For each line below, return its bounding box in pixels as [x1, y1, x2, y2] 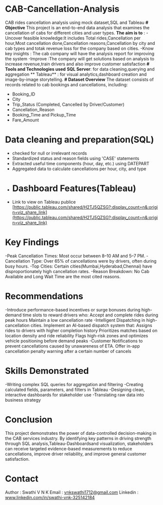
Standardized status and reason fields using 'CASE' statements [12, 155, 140, 161]
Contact [5, 473, 39, 484]
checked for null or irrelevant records [12, 150, 87, 156]
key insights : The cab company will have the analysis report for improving [5, 50, 155, 57]
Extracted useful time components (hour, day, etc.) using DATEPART [12, 160, 150, 166]
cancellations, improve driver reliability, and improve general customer [5, 451, 146, 457]
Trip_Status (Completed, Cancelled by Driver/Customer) [12, 101, 124, 107]
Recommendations [5, 291, 83, 302]
